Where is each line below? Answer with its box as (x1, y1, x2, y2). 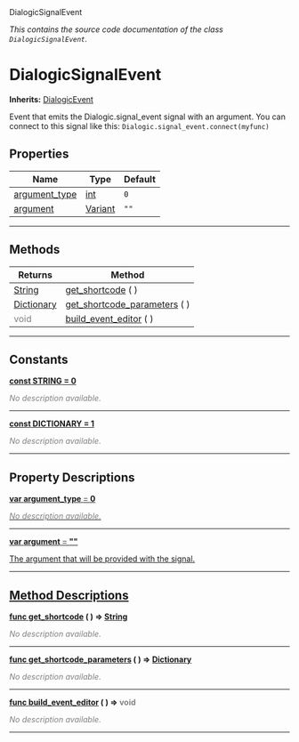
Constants (9, 351, 69, 367)
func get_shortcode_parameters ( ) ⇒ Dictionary (9, 654, 192, 665)
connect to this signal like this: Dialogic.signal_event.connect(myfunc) (9, 120, 270, 131)
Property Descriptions (9, 470, 135, 485)
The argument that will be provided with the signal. (9, 553, 196, 564)
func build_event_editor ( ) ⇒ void (9, 697, 136, 707)
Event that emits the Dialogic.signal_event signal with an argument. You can (9, 111, 287, 122)
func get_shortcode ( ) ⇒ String (9, 611, 128, 622)
